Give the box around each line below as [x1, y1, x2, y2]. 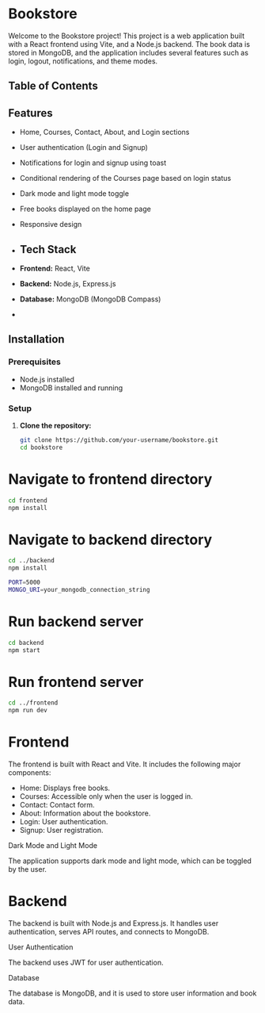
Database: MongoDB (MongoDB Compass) [19, 294, 161, 304]
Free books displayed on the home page [19, 204, 152, 214]
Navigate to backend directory [8, 531, 213, 548]
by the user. [8, 865, 47, 874]
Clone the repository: [19, 420, 92, 430]
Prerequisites [8, 356, 61, 367]
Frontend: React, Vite [19, 263, 91, 273]
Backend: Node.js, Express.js [19, 278, 116, 288]
